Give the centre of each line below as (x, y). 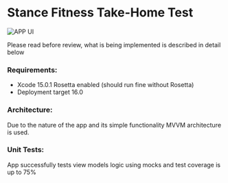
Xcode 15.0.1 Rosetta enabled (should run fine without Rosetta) (105, 85)
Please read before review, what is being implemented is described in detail (114, 45)
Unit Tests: (26, 150)
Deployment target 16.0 (50, 92)
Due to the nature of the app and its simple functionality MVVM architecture (114, 125)
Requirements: (32, 70)
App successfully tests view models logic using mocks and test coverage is (114, 164)
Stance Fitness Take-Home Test (100, 13)
